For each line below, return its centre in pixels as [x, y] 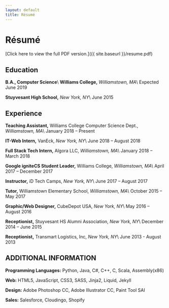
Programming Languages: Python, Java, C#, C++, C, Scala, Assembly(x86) [84, 270]
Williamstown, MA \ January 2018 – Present [50, 131]
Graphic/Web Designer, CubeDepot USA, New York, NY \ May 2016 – [77, 206]
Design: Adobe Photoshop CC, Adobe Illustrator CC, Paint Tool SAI [75, 290]
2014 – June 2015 [24, 227]
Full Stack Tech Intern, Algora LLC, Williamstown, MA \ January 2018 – [79, 151]
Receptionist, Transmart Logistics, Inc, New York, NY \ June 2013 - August [83, 237]
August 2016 [19, 212]
